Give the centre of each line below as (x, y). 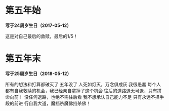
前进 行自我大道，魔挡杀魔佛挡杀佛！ (52, 103)
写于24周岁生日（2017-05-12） (38, 25)
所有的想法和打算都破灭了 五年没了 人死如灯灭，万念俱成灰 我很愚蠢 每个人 (83, 84)
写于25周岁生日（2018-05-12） (38, 73)
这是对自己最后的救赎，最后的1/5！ (42, 36)
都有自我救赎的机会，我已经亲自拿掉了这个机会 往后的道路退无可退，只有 (81, 90)
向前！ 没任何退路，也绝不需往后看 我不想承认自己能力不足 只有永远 (80, 97)
